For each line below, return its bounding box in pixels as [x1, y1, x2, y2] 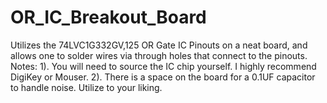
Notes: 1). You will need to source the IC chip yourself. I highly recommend [10, 60, 317, 72]
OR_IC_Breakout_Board [10, 6, 207, 29]
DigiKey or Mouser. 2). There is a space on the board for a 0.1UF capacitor [10, 71, 316, 83]
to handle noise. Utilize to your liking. [10, 81, 163, 93]
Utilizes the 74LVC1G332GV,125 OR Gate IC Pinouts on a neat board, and [10, 39, 308, 51]
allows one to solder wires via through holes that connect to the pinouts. [10, 49, 308, 61]
